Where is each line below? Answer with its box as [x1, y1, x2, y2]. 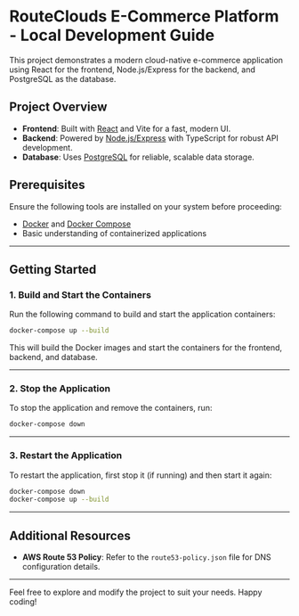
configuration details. [21, 562, 101, 572]
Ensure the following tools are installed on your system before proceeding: [9, 201, 282, 211]
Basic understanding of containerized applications [21, 227, 207, 238]
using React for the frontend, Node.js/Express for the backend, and [9, 64, 256, 75]
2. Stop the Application [9, 382, 111, 395]
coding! [9, 596, 37, 607]
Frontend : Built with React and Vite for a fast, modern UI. [21, 123, 231, 134]
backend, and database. [9, 352, 98, 363]
